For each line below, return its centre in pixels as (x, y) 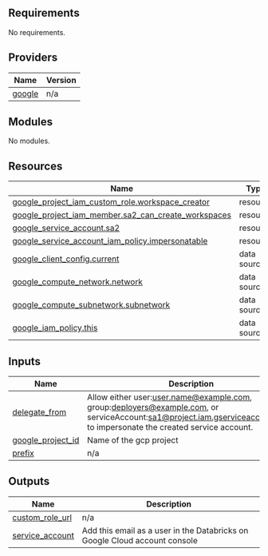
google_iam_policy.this (55, 328)
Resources (35, 166)
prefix (23, 453)
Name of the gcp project (133, 440)
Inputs (25, 361)
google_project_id (46, 440)
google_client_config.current (66, 259)
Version (62, 80)
